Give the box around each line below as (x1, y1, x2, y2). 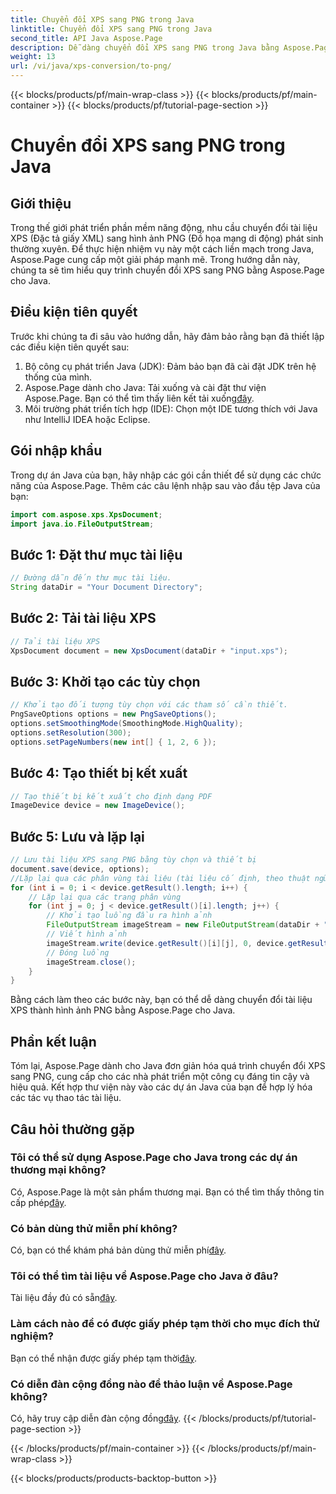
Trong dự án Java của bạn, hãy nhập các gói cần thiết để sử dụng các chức (10, 469, 322, 481)
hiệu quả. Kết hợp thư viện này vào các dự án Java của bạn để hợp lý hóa (10, 1081, 313, 1093)
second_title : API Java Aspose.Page (10, 33, 163, 43)
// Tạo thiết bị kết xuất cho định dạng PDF (10, 791, 213, 801)
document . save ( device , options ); (10, 864, 150, 874)
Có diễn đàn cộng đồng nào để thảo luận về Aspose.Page (10, 1377, 293, 1391)
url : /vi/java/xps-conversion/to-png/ (10, 61, 172, 71)
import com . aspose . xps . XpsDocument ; (10, 509, 163, 520)
